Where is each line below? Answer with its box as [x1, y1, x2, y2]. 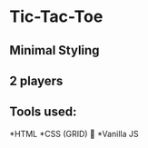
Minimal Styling [9, 43, 100, 58]
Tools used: [9, 104, 77, 120]
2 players [9, 73, 64, 88]
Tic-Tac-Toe [9, 6, 104, 27]
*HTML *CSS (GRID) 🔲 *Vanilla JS [9, 128, 139, 139]
